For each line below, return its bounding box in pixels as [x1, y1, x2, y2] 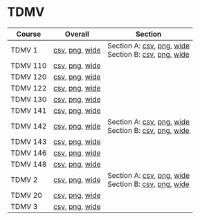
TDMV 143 [10, 136, 47, 146]
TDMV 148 [10, 159, 47, 169]
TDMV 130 [10, 94, 47, 104]
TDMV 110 [10, 60, 47, 70]
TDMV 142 [10, 121, 47, 131]
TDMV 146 [10, 148, 47, 158]
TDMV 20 [10, 190, 43, 200]
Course [16, 29, 42, 39]
